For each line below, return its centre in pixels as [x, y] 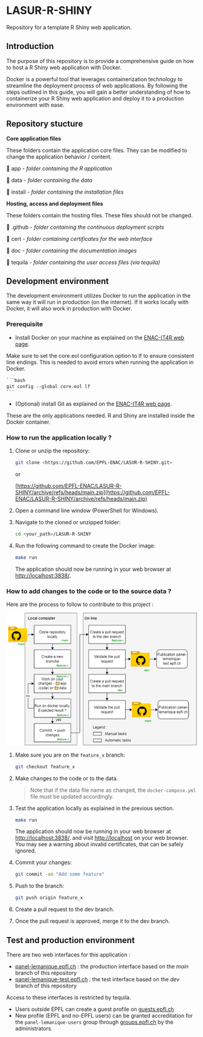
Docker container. [28, 422]
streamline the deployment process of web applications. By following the [97, 85]
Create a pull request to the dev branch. [65, 909]
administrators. [34, 1029]
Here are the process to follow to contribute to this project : [80, 604]
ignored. [25, 851]
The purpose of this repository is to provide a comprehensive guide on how [100, 61]
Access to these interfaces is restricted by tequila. [69, 997]
